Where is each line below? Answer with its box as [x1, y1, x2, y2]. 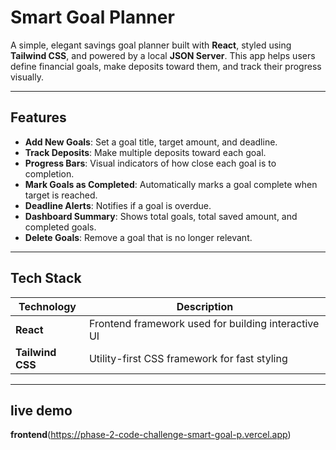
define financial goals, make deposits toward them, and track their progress [10, 60, 322, 72]
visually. [10, 71, 44, 83]
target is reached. [24, 189, 98, 201]
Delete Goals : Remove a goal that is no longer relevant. [24, 231, 253, 243]
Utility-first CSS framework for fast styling [88, 351, 288, 365]
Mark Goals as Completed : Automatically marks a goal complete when [24, 178, 318, 190]
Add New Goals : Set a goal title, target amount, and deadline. [24, 136, 278, 148]
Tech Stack [10, 270, 82, 287]
